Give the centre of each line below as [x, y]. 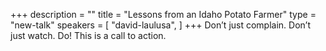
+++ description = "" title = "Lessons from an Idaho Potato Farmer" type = [163, 14]
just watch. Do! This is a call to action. [88, 35]
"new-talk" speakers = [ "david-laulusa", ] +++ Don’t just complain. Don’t [160, 25]
